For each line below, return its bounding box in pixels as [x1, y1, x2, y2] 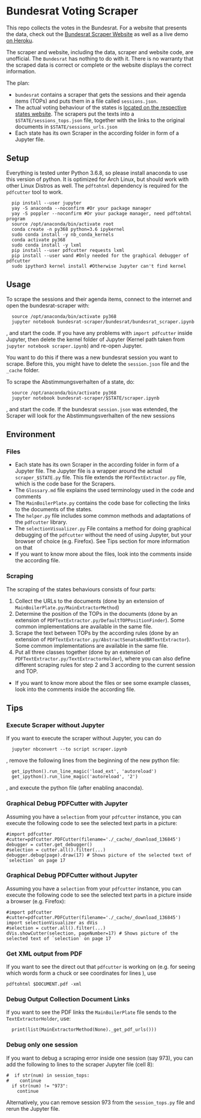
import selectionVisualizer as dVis [6, 920, 98, 926]
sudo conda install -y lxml [11, 242, 82, 248]
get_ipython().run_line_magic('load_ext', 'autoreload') [11, 769, 157, 775]
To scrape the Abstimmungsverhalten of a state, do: [6, 378, 135, 385]
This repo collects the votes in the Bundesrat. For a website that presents [6, 24, 187, 31]
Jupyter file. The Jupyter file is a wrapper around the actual [14, 467, 163, 475]
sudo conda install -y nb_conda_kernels [11, 232, 114, 238]
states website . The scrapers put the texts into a [14, 110, 134, 117]
